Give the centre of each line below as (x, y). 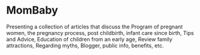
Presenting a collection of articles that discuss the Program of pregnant (95, 27)
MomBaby (32, 10)
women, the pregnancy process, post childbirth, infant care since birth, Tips (100, 33)
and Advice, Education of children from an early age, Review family (89, 39)
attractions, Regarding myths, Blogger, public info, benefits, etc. (85, 46)
